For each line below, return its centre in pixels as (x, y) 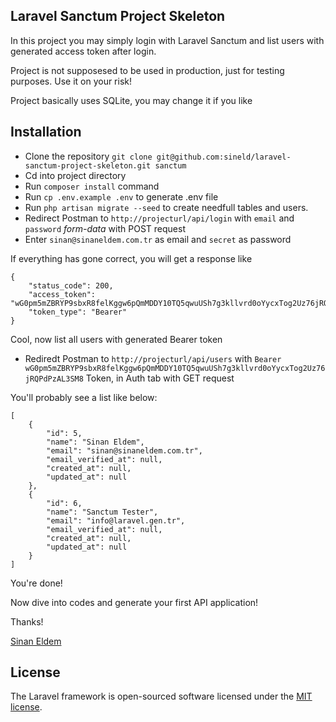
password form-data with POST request (105, 228)
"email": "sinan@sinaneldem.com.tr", (124, 450)
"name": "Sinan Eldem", (95, 442)
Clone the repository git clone (88, 156)
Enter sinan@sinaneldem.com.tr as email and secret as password (158, 239)
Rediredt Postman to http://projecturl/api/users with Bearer (153, 358)
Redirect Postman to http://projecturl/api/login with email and (159, 218)
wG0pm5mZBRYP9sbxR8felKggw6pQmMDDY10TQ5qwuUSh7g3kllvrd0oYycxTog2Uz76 (175, 368)
